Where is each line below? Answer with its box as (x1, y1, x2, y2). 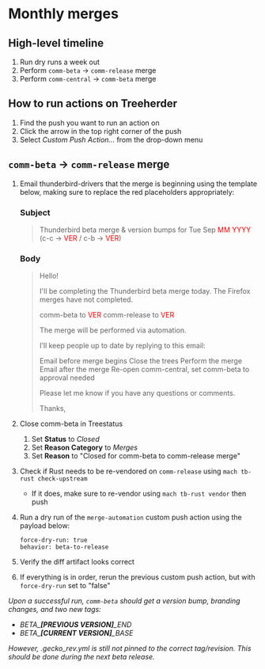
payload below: (19, 521, 70, 530)
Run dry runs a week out (19, 57, 100, 67)
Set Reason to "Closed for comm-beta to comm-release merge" (31, 451, 241, 461)
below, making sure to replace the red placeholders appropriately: (19, 187, 235, 196)
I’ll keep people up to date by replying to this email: (39, 341, 206, 351)
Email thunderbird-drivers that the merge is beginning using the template (19, 179, 258, 188)
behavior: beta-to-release (19, 543, 109, 551)
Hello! (39, 271, 59, 281)
